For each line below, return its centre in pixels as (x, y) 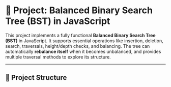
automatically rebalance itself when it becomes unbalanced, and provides (83, 51)
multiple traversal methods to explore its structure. (58, 57)
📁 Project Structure (36, 78)
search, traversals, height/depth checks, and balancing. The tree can (78, 46)
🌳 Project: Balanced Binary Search (79, 10)
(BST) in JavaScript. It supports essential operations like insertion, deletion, (84, 41)
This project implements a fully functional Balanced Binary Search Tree (81, 35)
